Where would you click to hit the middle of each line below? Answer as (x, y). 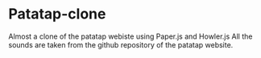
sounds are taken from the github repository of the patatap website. (121, 44)
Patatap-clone (57, 14)
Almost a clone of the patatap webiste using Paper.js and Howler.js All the (130, 36)
